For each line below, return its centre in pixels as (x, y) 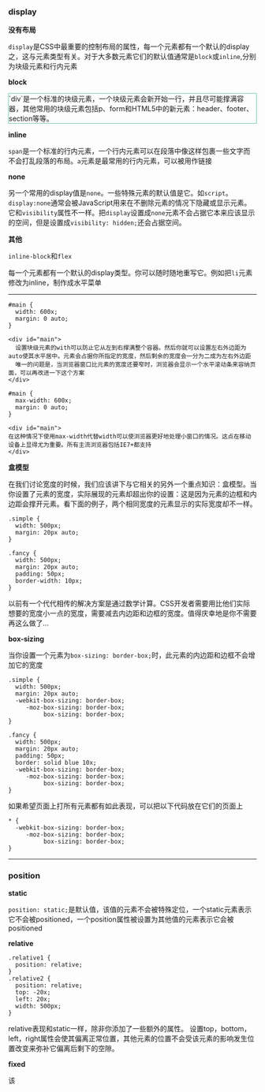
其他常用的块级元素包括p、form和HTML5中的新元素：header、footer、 (138, 109)
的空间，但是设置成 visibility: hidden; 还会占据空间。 (97, 222)
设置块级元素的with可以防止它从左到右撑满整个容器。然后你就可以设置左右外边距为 (131, 348)
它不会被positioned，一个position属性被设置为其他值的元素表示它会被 (121, 919)
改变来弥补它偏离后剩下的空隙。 (67, 1048)
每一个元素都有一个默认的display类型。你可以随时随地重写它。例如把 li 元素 (131, 273)
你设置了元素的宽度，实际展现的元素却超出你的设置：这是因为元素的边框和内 (132, 494)
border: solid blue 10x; (56, 763)
